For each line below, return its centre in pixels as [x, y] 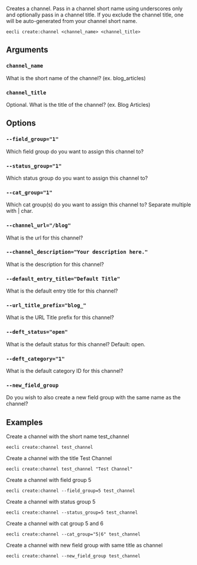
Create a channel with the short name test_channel [68, 436]
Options [21, 123]
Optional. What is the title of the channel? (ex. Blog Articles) [79, 104]
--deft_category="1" [36, 359]
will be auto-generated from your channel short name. [72, 21]
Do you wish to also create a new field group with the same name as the [94, 398]
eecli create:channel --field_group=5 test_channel [71, 491]
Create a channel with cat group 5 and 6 [55, 524]
